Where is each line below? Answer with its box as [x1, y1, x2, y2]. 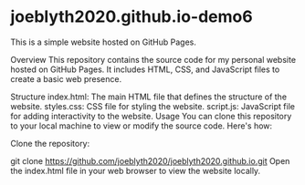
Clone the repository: [10, 138, 90, 149]
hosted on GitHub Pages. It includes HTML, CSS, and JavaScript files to [10, 64, 280, 75]
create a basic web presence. [10, 73, 122, 84]
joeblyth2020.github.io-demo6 [10, 6, 254, 27]
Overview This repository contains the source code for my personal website [10, 54, 296, 65]
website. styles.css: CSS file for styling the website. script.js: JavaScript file [10, 100, 296, 111]
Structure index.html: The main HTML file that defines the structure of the [10, 91, 287, 102]
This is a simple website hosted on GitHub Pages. [10, 36, 197, 47]
